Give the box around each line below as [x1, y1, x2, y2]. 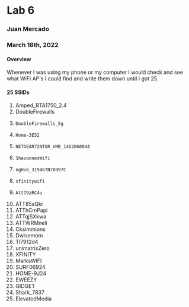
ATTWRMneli [15, 220, 48, 227]
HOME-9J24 [15, 270, 47, 277]
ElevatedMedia [15, 295, 52, 302]
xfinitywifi [15, 178, 45, 184]
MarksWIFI [15, 257, 42, 265]
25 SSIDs [7, 89, 30, 96]
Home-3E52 [15, 132, 40, 139]
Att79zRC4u [15, 190, 43, 196]
